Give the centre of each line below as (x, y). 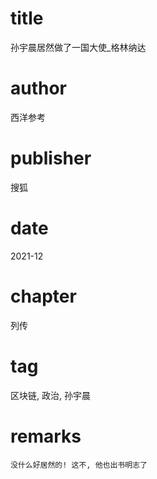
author (39, 88)
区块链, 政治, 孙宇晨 (50, 395)
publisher (51, 158)
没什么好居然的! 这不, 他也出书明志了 (79, 465)
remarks (46, 436)
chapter (43, 296)
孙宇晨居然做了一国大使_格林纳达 (78, 47)
